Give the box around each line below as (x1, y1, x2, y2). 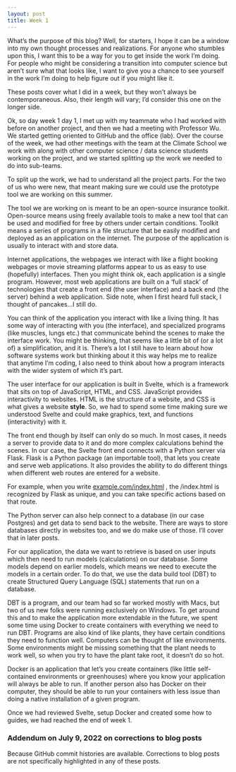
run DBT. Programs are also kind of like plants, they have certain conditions (7, 628, 225, 636)
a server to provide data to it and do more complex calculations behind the (7, 439, 224, 447)
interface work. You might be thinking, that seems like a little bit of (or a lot (7, 336, 223, 345)
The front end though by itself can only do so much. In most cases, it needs (7, 431, 227, 439)
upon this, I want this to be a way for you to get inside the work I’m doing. (7, 51, 221, 60)
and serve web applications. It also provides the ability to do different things (7, 461, 228, 470)
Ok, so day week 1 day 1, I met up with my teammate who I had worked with (7, 116, 227, 124)
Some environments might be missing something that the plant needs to (7, 643, 216, 652)
